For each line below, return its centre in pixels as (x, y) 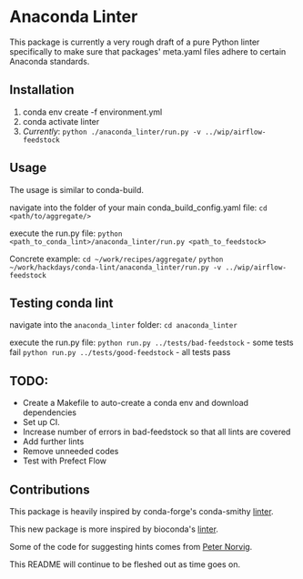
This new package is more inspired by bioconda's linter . (114, 529)
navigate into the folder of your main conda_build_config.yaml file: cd (138, 208)
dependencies (50, 412)
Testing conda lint (61, 303)
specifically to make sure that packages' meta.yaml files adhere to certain (148, 51)
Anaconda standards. (50, 61)
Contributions (50, 489)
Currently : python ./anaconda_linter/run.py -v (112, 131)
